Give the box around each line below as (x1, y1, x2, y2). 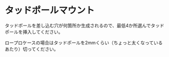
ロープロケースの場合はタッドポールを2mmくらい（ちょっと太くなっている (5, 39, 163, 46)
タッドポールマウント (5, 5, 95, 16)
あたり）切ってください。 (5, 46, 58, 52)
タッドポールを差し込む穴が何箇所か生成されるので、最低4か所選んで (5, 22, 151, 28)
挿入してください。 (22, 28, 64, 35)
